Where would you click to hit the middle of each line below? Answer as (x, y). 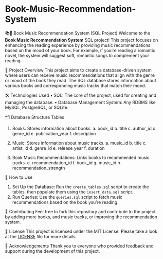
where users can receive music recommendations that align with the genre (80, 75)
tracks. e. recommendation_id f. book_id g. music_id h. (67, 163)
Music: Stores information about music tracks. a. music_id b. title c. (79, 143)
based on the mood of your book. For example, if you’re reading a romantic (80, 50)
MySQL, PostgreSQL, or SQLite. (37, 107)
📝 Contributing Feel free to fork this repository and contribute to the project (80, 211)
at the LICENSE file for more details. (41, 236)
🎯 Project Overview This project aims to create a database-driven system (78, 70)
